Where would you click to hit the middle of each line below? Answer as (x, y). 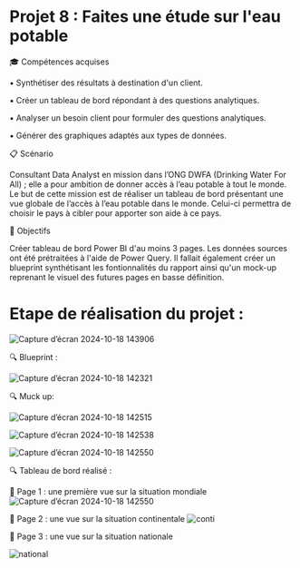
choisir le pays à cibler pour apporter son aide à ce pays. (116, 213)
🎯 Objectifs (30, 230)
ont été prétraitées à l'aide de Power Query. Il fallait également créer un (143, 258)
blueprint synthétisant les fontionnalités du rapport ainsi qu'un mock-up (143, 267)
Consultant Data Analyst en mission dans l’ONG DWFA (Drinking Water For (148, 174)
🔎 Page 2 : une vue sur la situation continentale (97, 518)
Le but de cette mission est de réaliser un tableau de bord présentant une (146, 193)
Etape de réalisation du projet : (127, 314)
